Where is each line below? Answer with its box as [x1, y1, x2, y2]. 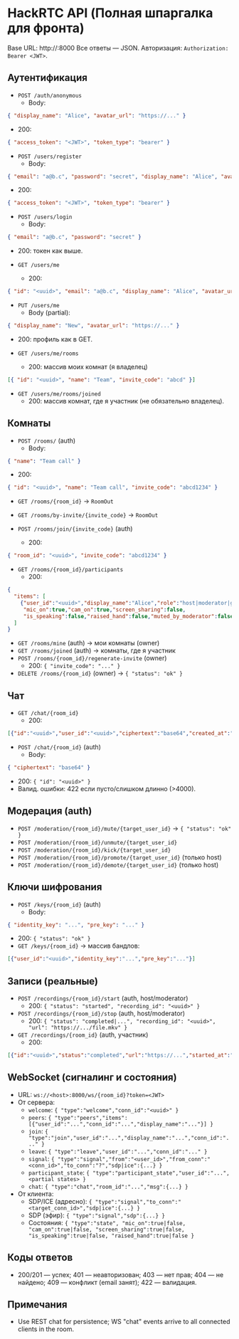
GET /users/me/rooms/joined [17, 390, 101, 398]
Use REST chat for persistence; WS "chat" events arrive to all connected [17, 1318, 230, 1326]
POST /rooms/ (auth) [17, 436, 76, 445]
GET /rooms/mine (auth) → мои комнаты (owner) [17, 639, 160, 647]
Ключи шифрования [7, 881, 102, 894]
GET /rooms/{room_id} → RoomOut [17, 497, 114, 506]
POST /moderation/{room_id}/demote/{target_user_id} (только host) [17, 860, 219, 869]
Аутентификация [7, 72, 87, 84]
